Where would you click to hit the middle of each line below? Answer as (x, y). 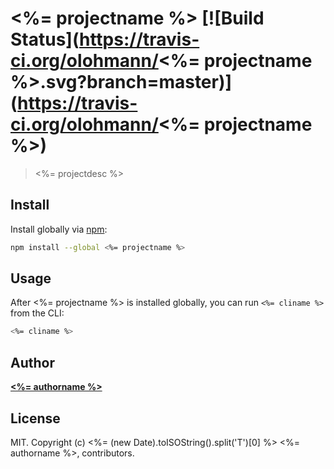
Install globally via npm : (59, 229)
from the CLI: (37, 313)
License (35, 418)
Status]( (45, 39)
